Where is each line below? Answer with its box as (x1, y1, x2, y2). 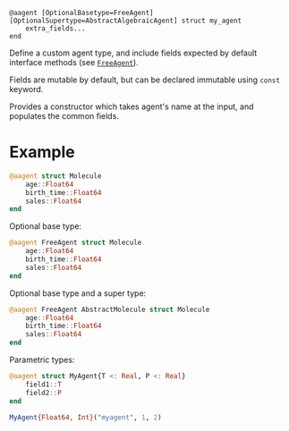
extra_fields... (25, 24, 87, 33)
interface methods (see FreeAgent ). (9, 57, 139, 67)
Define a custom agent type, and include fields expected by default (9, 47, 258, 58)
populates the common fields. (9, 111, 119, 121)
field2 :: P (25, 388, 63, 397)
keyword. (9, 84, 44, 94)
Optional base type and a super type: (9, 287, 147, 299)
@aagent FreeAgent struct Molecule (9, 238, 142, 248)
